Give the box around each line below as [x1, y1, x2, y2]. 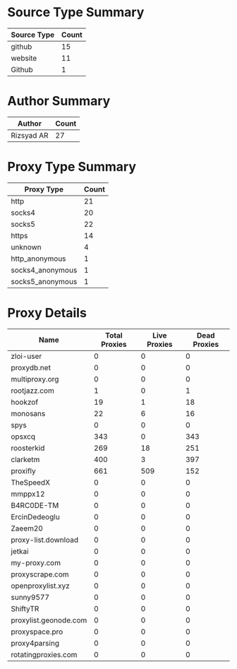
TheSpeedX [11, 478, 51, 487]
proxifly [11, 466, 37, 475]
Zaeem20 [11, 523, 44, 533]
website [11, 53, 37, 63]
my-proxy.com [11, 557, 61, 567]
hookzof [11, 397, 39, 407]
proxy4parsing [11, 638, 60, 648]
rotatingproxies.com [11, 649, 78, 659]
